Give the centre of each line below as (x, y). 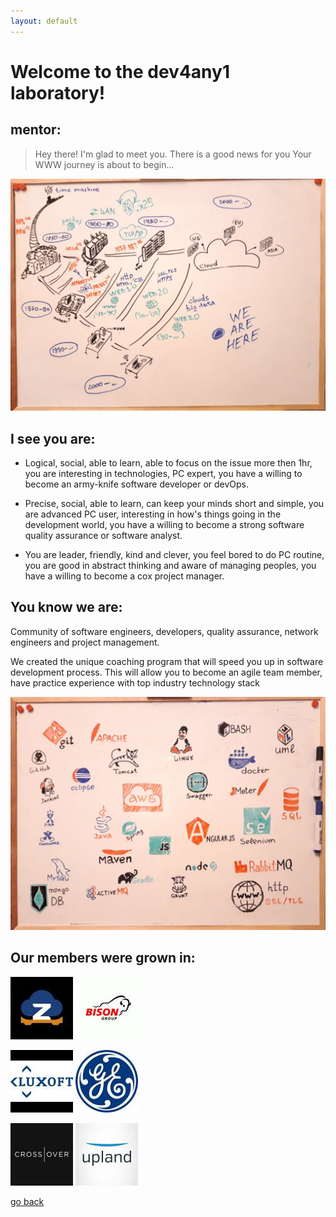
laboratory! (58, 92)
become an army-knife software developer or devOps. (137, 484)
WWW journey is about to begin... (104, 164)
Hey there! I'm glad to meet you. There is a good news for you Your (173, 154)
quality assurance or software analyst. (103, 536)
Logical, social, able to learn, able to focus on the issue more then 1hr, (168, 463)
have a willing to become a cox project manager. (124, 576)
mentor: (36, 130)
